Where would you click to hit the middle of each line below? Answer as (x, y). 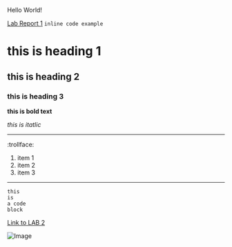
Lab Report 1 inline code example (55, 23)
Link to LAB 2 (26, 222)
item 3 (26, 172)
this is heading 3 (36, 96)
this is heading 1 (54, 51)
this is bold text (30, 111)
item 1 (26, 157)
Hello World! (25, 10)
